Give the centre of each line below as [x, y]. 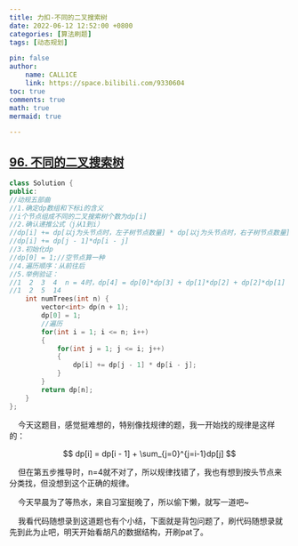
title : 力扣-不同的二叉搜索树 [59, 17]
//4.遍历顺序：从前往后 [47, 266]
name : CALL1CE [51, 75]
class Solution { [41, 183]
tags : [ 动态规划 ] [39, 42]
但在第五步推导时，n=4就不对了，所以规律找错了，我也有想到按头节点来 [150, 471]
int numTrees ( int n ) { [67, 299]
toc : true [28, 91]
